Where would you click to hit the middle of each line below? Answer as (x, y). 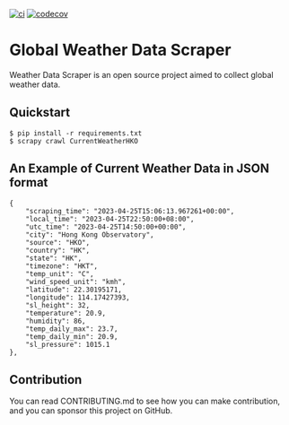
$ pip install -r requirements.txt (76, 133)
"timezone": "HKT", (62, 266)
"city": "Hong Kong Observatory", (90, 234)
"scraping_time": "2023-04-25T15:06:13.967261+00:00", (130, 211)
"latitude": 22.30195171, (74, 290)
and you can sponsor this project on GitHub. (91, 411)
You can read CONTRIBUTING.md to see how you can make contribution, (145, 401)
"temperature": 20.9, (66, 313)
